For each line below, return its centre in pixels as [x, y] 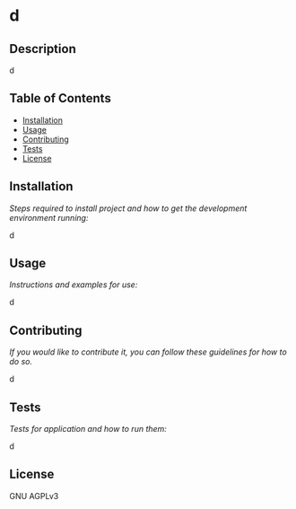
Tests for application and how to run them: [88, 429]
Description [43, 49]
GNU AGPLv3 [34, 496]
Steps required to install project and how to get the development [128, 208]
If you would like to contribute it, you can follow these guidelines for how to [148, 352]
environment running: [49, 217]
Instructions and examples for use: [74, 285]
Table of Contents [61, 98]
